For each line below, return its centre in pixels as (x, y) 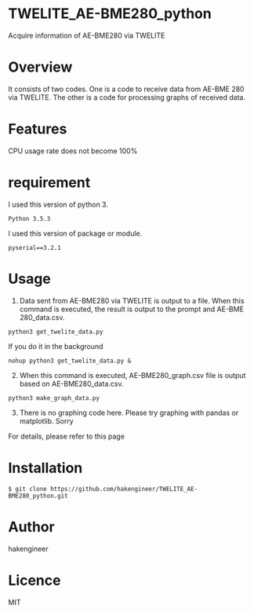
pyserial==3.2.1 (34, 248)
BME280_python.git (38, 496)
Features (38, 129)
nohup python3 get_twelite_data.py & (70, 361)
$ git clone (27, 489)
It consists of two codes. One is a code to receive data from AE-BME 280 (126, 89)
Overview (40, 67)
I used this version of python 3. (58, 204)
